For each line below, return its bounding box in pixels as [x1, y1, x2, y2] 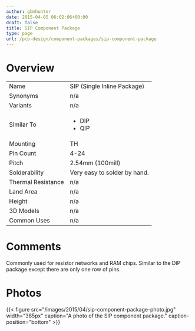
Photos [6, 287, 42, 300]
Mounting [9, 139, 36, 148]
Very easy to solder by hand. [70, 168, 149, 176]
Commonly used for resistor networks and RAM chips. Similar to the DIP [6, 259, 181, 266]
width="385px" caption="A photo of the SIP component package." [6, 312, 167, 319]
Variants [9, 101, 32, 109]
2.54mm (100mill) [70, 159, 121, 167]
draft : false [6, 19, 38, 25]
